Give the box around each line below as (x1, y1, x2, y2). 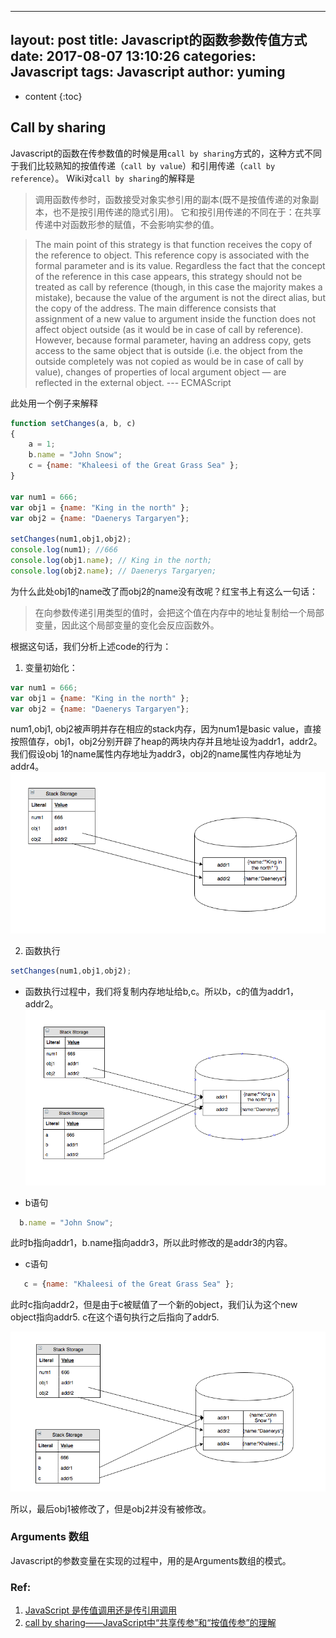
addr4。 (10, 761, 45, 773)
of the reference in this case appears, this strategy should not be (34, 270, 303, 282)
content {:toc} (24, 90, 83, 102)
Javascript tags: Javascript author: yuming (10, 64, 286, 81)
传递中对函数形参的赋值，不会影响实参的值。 (34, 218, 220, 230)
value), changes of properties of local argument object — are (34, 366, 287, 378)
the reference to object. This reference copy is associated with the (34, 249, 310, 261)
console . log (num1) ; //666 (10, 545, 118, 555)
